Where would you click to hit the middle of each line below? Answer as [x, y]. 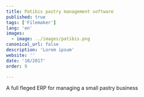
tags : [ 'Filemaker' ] [31, 22]
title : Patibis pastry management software [60, 11]
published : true [26, 17]
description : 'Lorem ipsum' [40, 50]
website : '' [20, 55]
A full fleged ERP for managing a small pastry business [72, 88]
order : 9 [17, 66]
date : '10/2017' [26, 61]
